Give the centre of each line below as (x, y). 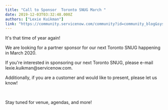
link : (11, 24)
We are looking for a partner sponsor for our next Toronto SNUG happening (83, 47)
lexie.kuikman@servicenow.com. (39, 68)
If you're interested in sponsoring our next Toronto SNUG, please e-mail (79, 62)
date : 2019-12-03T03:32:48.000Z (39, 14)
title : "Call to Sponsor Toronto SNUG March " (56, 10)
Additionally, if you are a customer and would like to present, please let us (81, 77)
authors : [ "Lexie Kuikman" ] (34, 19)
